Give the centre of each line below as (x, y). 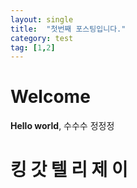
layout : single (42, 19)
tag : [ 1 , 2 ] (33, 47)
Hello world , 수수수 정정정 (62, 126)
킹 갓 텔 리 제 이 (69, 170)
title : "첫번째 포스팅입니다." (68, 29)
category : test (42, 38)
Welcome (50, 97)
